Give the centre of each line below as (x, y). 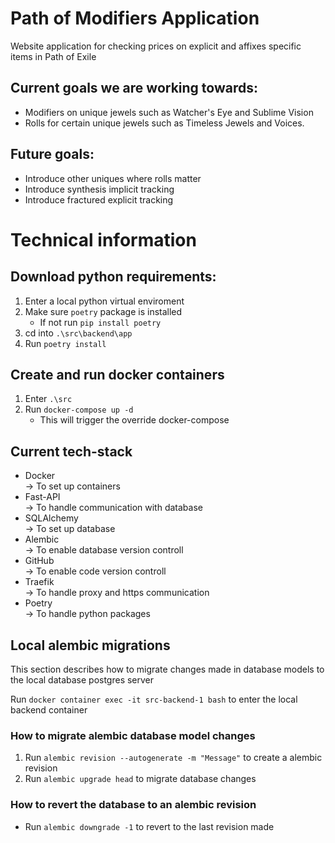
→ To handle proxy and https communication (117, 593)
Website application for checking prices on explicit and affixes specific (156, 46)
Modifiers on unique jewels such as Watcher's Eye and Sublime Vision (169, 112)
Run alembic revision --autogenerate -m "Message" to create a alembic (173, 758)
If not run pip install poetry (100, 322)
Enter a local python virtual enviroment (104, 301)
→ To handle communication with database (113, 508)
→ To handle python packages (87, 614)
